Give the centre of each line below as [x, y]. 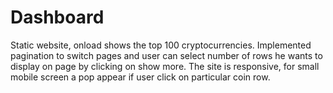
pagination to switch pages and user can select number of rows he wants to [166, 55]
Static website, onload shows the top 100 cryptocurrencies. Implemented [161, 45]
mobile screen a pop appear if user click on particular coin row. [140, 77]
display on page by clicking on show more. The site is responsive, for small [165, 66]
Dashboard [57, 17]
